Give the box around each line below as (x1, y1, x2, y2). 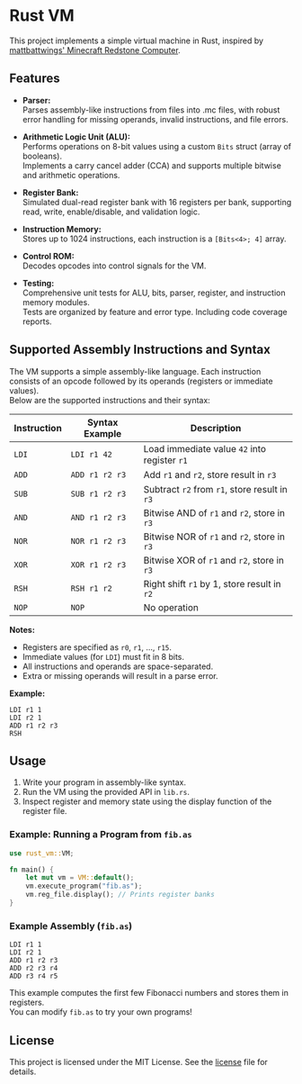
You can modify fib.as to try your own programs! (9, 1007, 193, 1017)
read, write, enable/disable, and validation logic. (22, 206, 200, 217)
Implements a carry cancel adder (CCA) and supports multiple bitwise (22, 159, 281, 171)
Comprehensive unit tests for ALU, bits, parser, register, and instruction (22, 287, 286, 298)
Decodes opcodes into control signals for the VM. (22, 260, 207, 271)
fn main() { (9, 865, 54, 874)
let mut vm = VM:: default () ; (25, 873, 135, 882)
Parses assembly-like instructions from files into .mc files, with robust (22, 104, 280, 115)
